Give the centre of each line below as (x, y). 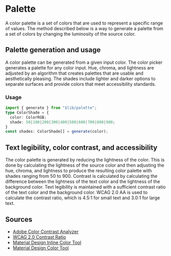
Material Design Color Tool (41, 248)
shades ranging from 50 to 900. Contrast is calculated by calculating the (81, 176)
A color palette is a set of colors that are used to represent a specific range (84, 23)
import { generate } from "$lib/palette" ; (51, 108)
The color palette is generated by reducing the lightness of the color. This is (85, 160)
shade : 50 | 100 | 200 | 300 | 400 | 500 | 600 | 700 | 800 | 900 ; (63, 122)
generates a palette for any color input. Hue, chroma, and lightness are (80, 67)
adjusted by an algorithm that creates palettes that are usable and (75, 73)
